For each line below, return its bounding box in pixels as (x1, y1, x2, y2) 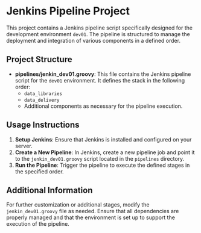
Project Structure (6, 54, 72, 64)
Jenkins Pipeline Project (6, 4, 130, 18)
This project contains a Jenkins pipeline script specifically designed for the (6, 24, 193, 31)
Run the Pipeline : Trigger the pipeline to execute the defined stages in (14, 161, 190, 169)
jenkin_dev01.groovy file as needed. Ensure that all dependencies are (6, 208, 179, 215)
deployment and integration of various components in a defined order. (6, 37, 181, 44)
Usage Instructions (6, 120, 80, 130)
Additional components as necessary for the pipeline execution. (24, 102, 183, 110)
